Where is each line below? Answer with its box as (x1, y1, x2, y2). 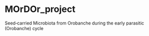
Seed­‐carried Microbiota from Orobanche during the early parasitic (5, 20, 144, 26)
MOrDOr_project (5, 3, 76, 15)
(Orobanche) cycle (5, 25, 44, 31)
